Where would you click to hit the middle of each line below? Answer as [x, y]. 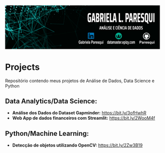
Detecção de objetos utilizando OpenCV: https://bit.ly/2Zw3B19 [77, 145]
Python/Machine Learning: [47, 133]
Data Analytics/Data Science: [51, 101]
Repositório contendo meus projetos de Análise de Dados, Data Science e [80, 81]
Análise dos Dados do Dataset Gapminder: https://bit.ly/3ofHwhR [79, 113]
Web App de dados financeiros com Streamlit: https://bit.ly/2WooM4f [84, 118]
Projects [23, 67]
